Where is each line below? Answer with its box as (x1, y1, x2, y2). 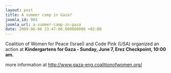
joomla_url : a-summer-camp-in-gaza (5, 22, 81, 27)
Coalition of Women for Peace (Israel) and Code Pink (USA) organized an (5, 41, 160, 47)
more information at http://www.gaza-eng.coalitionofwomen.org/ (5, 62, 142, 68)
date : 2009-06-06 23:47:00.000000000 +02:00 (5, 27, 102, 32)
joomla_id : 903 (5, 17, 38, 22)
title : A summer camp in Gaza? (5, 12, 72, 17)
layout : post (5, 7, 33, 13)
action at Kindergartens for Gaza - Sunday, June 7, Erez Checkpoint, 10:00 (5, 46, 166, 52)
